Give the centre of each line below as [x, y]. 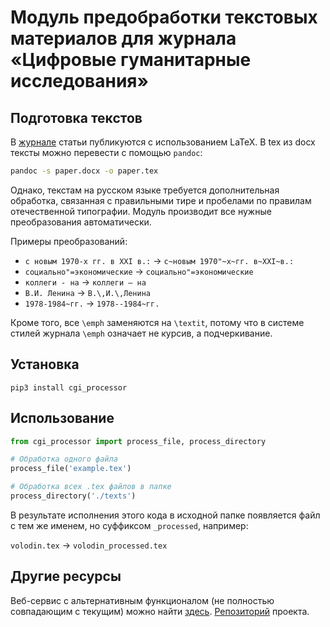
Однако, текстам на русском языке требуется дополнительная [145, 190]
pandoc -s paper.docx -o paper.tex [84, 171]
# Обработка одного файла [64, 459]
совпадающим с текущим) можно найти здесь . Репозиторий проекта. [160, 611]
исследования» [79, 81]
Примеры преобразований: [69, 241]
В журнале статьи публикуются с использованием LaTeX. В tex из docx [163, 142]
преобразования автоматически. [81, 222]
